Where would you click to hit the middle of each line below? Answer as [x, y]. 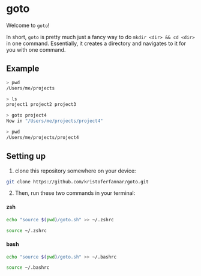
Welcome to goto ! [28, 25]
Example [23, 69]
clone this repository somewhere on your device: [75, 171]
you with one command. [36, 49]
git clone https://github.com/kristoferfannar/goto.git [77, 182]
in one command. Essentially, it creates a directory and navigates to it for [96, 43]
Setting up [26, 156]
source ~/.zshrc [26, 230]
